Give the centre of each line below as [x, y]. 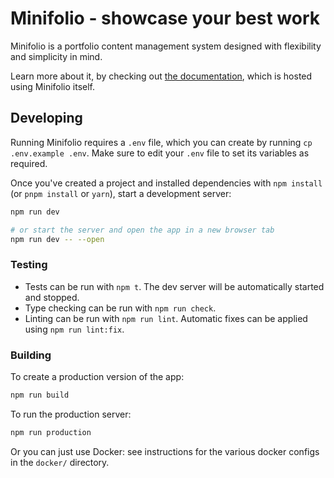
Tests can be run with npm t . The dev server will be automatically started [174, 286]
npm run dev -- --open [57, 239]
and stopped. [52, 297]
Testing [29, 265]
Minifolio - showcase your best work [165, 18]
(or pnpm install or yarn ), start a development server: [121, 193]
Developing [46, 118]
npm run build [40, 395]
